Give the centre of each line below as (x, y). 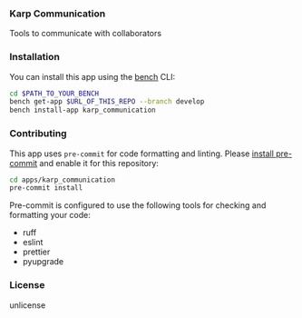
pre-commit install (46, 188)
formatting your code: (50, 215)
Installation (35, 57)
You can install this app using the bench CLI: (93, 76)
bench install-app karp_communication (83, 110)
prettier (36, 252)
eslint (33, 243)
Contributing (38, 134)
